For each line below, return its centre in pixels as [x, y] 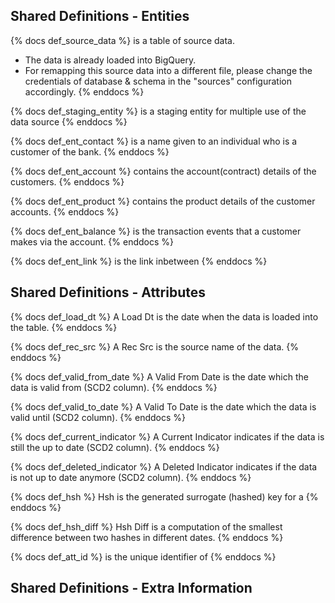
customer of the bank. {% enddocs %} [90, 151]
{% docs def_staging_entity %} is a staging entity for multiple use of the [158, 111]
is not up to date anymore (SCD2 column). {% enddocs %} [131, 477]
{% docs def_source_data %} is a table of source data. [123, 40]
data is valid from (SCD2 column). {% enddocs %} [114, 387]
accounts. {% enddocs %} [65, 211]
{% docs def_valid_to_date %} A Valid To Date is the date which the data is [163, 406]
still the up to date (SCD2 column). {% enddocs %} [115, 447]
